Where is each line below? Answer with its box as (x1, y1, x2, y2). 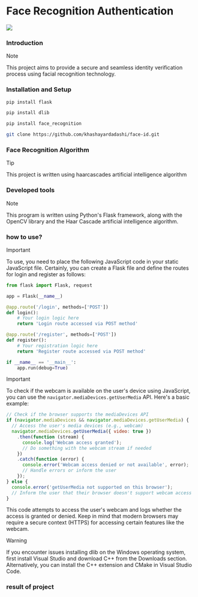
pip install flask (6, 99, 52, 105)
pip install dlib (6, 110, 50, 116)
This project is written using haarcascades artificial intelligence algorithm (6, 171, 187, 178)
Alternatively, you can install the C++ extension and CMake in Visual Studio (6, 562, 192, 569)
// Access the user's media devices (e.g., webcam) (11, 423, 144, 429)
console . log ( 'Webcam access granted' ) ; (22, 440, 122, 446)
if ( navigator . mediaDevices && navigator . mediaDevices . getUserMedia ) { (6, 417, 189, 423)
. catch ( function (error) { (17, 456, 85, 462)
